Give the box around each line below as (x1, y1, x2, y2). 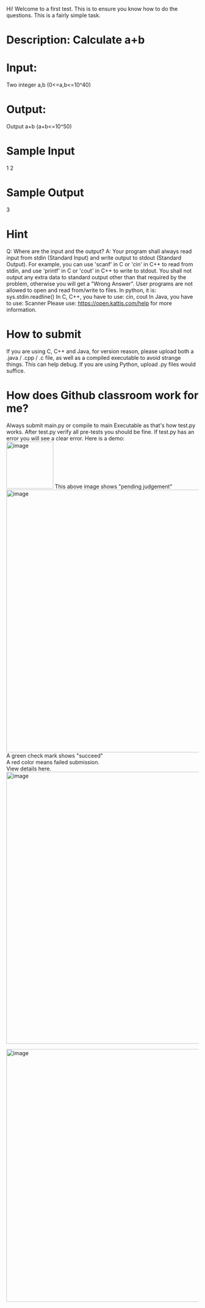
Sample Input (6, 144, 75, 158)
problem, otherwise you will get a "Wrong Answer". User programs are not (6, 280, 193, 287)
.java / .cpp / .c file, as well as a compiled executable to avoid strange (6, 354, 181, 361)
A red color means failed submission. (6, 758, 99, 765)
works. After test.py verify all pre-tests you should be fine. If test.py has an (6, 428, 195, 436)
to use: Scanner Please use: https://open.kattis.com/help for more (6, 299, 173, 307)
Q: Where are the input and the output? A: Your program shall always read (6, 247, 192, 255)
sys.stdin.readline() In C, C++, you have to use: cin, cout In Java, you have (6, 293, 193, 300)
